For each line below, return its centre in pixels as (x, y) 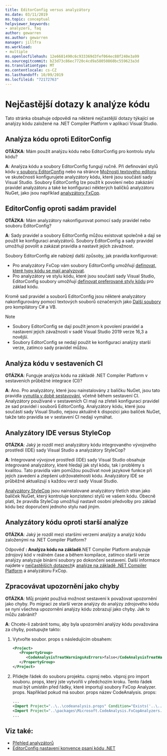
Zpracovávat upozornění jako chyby (62, 586)
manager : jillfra (23, 42)
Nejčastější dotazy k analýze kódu (78, 104)
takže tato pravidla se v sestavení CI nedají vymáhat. (59, 417)
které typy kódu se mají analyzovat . (49, 271)
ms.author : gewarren (27, 38)
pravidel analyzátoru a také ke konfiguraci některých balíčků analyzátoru (80, 187)
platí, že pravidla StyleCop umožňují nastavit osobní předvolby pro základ (81, 501)
